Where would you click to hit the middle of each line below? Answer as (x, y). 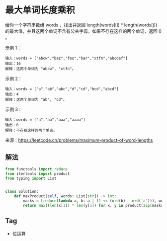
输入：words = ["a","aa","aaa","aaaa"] (45, 120)
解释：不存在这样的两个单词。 (31, 130)
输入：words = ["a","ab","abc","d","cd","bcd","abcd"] (62, 89)
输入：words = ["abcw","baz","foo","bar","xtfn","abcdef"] (66, 58)
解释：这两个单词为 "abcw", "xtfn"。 (41, 69)
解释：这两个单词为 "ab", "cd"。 (36, 99)
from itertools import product (38, 174)
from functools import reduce (37, 169)
